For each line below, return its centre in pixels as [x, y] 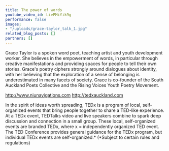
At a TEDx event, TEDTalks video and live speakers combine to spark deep [83, 115]
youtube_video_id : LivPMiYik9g [38, 15]
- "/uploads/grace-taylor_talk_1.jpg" [46, 29]
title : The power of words [34, 10]
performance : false [26, 19]
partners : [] [19, 39]
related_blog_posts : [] [30, 34]
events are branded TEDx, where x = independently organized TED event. [82, 126]
